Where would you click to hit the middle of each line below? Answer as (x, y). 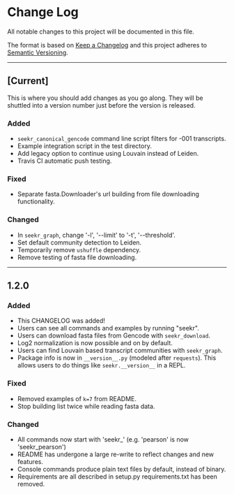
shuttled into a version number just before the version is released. (102, 105)
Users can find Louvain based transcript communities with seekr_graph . (120, 351)
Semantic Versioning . (38, 52)
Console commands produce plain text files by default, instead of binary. (122, 469)
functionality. (36, 202)
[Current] (28, 81)
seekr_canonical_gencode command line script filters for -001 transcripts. (122, 139)
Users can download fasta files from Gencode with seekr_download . (114, 335)
